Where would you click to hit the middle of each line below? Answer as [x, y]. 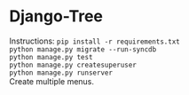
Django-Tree [56, 16]
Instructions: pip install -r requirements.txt [94, 41]
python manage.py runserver [61, 73]
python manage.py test [51, 57]
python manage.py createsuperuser [73, 65]
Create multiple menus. [52, 81]
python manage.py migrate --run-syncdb [83, 49]
